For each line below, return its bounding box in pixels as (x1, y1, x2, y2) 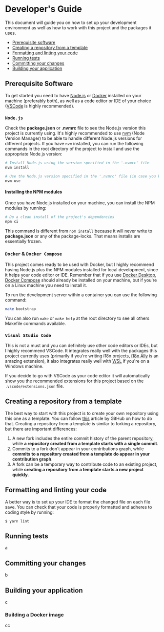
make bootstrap (5, 306, 36, 311)
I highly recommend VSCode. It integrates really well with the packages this (5, 348, 157, 353)
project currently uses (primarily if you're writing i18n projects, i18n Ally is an (5, 353, 159, 359)
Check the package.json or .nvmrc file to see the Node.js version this (5, 125, 146, 131)
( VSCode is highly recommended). (5, 103, 75, 109)
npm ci (5, 219, 19, 224)
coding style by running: (5, 509, 54, 515)
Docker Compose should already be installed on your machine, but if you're (5, 277, 157, 283)
